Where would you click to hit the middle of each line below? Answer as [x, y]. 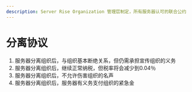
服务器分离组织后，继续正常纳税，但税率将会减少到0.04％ [85, 68]
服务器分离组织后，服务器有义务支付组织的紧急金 [74, 83]
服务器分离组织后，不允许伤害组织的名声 [64, 75]
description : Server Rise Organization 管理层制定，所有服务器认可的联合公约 [96, 12]
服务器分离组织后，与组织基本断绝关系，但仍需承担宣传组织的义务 [95, 61]
